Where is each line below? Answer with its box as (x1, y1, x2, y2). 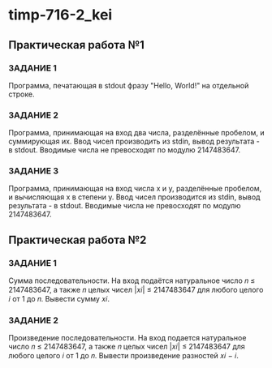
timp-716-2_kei (8, 6, 113, 24)
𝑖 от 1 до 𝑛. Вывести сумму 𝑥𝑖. (8, 294, 110, 304)
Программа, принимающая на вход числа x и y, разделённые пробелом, (8, 184, 262, 194)
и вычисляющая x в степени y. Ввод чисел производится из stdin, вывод (8, 192, 261, 202)
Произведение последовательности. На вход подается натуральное (8, 333, 247, 343)
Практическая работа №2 (8, 233, 147, 246)
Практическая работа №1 (8, 38, 145, 52)
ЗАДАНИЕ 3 (8, 165, 59, 177)
